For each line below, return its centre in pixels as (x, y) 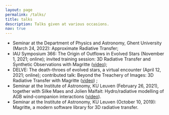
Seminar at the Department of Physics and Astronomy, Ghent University (87, 43)
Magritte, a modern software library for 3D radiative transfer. (75, 107)
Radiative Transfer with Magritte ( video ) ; (55, 81)
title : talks (19, 19)
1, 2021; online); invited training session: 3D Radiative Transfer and (81, 59)
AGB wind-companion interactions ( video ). (57, 97)
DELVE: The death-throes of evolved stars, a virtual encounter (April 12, (87, 70)
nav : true (16, 29)
